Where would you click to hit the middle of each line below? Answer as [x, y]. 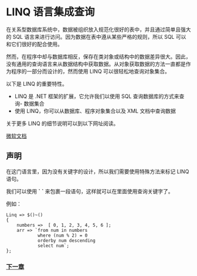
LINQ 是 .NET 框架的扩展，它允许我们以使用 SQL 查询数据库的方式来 [97, 96]
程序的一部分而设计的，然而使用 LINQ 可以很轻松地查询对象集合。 [90, 71]
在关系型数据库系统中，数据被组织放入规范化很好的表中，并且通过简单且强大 [98, 29]
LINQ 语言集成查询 [50, 12]
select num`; [53, 245]
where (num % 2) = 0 [62, 235]
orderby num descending [66, 240]
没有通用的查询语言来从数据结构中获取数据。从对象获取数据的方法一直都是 [96, 64]
